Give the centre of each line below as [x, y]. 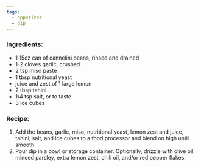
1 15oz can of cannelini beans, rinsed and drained [77, 58]
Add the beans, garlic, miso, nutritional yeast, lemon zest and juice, [99, 132]
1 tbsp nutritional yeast [43, 77]
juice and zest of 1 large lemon [53, 83]
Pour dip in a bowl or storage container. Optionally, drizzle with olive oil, [105, 151]
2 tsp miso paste [36, 70]
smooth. [26, 145]
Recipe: [18, 118]
